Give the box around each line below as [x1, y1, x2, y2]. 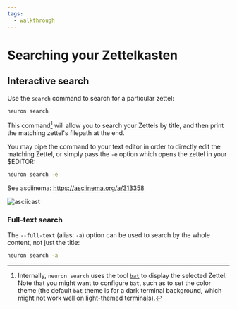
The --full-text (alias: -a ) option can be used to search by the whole [7, 231, 210, 239]
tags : [7, 10, 23, 18]
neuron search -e [7, 171, 59, 178]
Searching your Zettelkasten [7, 47, 178, 63]
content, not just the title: [7, 239, 80, 247]
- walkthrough [13, 17, 55, 24]
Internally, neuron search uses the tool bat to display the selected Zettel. [17, 272, 227, 280]
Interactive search [7, 75, 90, 87]
